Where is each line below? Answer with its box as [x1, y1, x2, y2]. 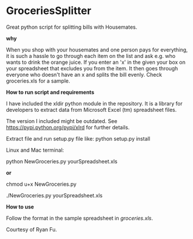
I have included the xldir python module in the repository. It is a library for [6, 100, 183, 107]
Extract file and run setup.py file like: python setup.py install [6, 135, 150, 142]
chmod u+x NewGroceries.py [6, 180, 77, 187]
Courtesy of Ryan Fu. [6, 226, 57, 233]
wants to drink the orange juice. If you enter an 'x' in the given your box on [6, 59, 186, 66]
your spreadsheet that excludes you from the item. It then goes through [6, 64, 178, 71]
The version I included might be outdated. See [6, 117, 118, 124]
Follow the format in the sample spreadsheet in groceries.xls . [6, 214, 153, 221]
